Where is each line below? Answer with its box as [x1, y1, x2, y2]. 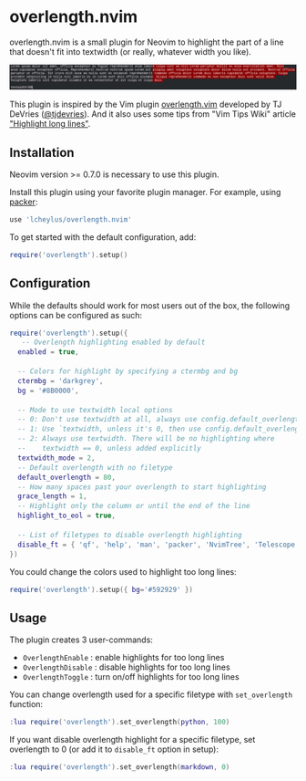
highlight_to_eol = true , [17, 511, 117, 521]
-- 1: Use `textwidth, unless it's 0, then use [17, 424, 202, 434]
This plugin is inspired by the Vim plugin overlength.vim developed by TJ [9, 99, 282, 110]
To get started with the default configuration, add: [9, 231, 197, 243]
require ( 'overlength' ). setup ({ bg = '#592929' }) [9, 585, 194, 594]
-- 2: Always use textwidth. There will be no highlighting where [17, 434, 275, 443]
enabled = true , [17, 348, 79, 357]
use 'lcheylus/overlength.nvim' [9, 215, 132, 224]
